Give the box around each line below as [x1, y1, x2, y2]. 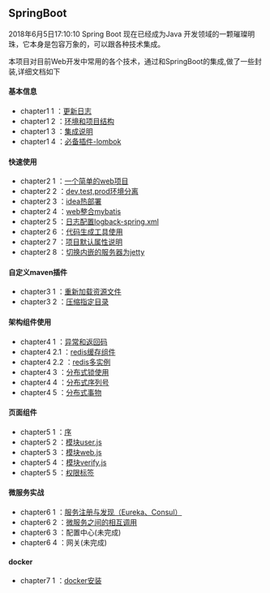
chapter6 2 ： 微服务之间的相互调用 [19, 518, 138, 527]
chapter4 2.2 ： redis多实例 [19, 357, 111, 367]
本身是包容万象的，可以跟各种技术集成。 [29, 39, 165, 49]
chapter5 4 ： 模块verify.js [19, 458, 107, 467]
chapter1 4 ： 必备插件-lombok [19, 137, 122, 147]
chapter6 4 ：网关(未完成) [19, 538, 108, 548]
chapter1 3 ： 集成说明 [19, 127, 93, 136]
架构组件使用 [8, 317, 51, 327]
